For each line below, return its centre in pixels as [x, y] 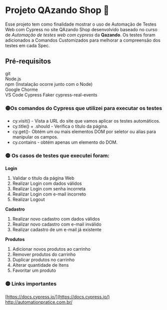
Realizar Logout [28, 199]
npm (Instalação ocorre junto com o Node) [49, 84]
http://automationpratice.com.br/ [39, 302]
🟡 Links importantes [31, 284]
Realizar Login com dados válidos [47, 183]
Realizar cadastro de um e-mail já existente [57, 230]
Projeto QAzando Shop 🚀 [57, 10]
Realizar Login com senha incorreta [49, 189]
